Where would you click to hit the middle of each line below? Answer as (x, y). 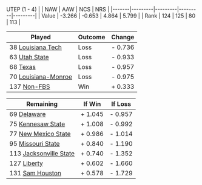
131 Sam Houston (35, 173)
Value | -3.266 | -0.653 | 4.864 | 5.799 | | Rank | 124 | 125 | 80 (119, 16)
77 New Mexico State (40, 134)
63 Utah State (29, 57)
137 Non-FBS (30, 86)
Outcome (92, 37)
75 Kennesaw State (37, 124)
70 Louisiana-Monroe (41, 77)
